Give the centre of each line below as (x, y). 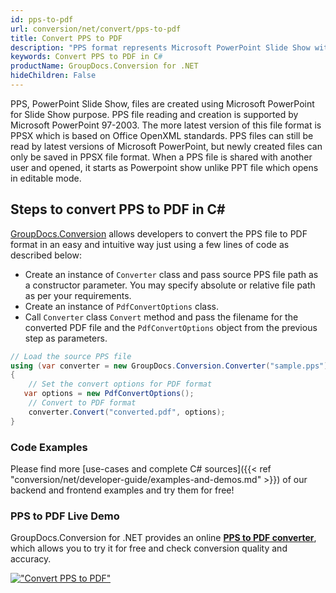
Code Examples (49, 447)
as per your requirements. (78, 295)
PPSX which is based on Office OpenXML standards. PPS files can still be (162, 135)
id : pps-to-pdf (42, 19)
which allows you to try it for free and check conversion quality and (149, 548)
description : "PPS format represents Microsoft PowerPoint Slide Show (160, 47)
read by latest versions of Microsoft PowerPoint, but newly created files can (166, 146)
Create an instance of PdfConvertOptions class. (121, 306)
